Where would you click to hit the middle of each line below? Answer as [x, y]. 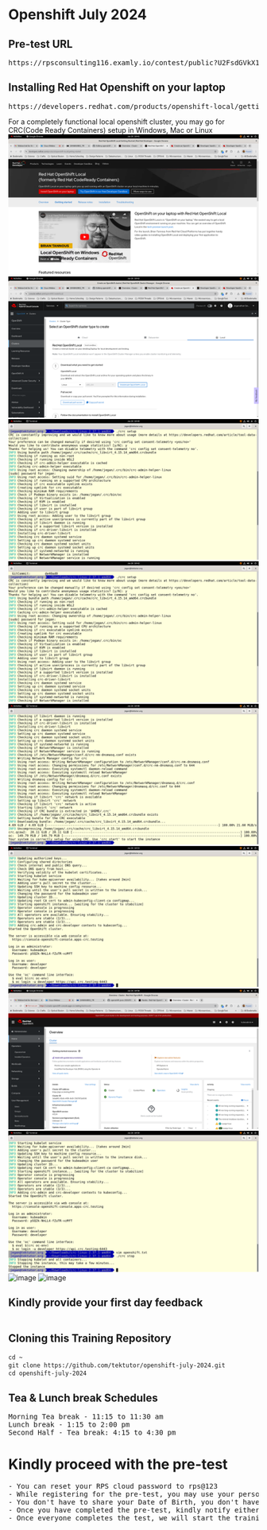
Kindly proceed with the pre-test [118, 1464]
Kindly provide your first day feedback [106, 1303]
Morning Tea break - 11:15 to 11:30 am [86, 1417]
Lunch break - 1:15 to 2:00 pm [69, 1425]
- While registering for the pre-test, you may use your [122, 1494]
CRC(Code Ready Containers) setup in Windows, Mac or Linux [110, 130]
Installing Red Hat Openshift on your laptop [117, 88]
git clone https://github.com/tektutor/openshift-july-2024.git [117, 1365]
